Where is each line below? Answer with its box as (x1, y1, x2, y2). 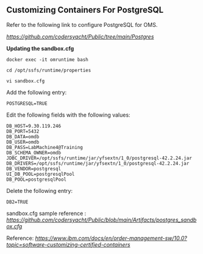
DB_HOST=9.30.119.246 (6, 123, 62, 129)
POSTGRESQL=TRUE (6, 100, 48, 106)
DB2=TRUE (6, 198, 29, 205)
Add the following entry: (6, 89, 67, 96)
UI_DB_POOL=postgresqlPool (6, 171, 75, 177)
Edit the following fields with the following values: (6, 111, 130, 118)
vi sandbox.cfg (6, 78, 45, 84)
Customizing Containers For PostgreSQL (6, 5, 164, 15)
